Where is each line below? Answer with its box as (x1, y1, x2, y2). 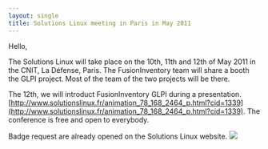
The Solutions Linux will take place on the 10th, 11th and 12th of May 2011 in (8, 57, 256, 66)
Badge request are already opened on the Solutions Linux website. (8, 131, 228, 141)
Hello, (8, 41, 28, 50)
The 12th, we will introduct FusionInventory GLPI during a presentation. (8, 89, 242, 99)
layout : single (8, 11, 59, 20)
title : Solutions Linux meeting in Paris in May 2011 (8, 19, 192, 27)
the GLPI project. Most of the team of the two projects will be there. (8, 74, 230, 83)
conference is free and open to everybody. (8, 115, 150, 124)
